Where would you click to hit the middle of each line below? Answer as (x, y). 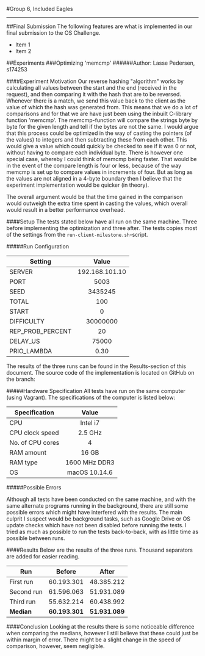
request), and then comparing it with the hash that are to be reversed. (94, 94)
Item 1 (23, 45)
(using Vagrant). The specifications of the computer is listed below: (91, 397)
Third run (23, 602)
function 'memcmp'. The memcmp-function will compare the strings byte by (102, 120)
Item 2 (23, 51)
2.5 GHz (90, 433)
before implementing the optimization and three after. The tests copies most (102, 228)
